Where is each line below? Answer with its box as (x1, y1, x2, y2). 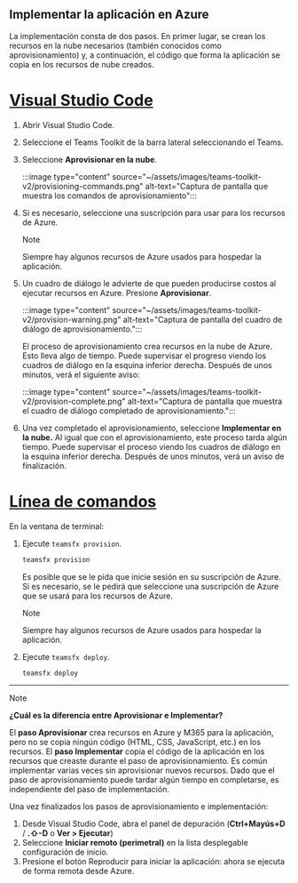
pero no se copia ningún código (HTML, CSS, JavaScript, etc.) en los (9, 737, 262, 748)
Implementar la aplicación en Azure (9, 7, 210, 22)
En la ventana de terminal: (9, 520, 105, 532)
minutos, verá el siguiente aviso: (21, 369, 140, 380)
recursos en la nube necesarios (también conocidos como (9, 40, 223, 51)
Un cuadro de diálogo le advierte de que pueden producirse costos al (21, 277, 277, 288)
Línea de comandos (9, 491, 157, 511)
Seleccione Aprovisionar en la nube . (21, 154, 158, 165)
